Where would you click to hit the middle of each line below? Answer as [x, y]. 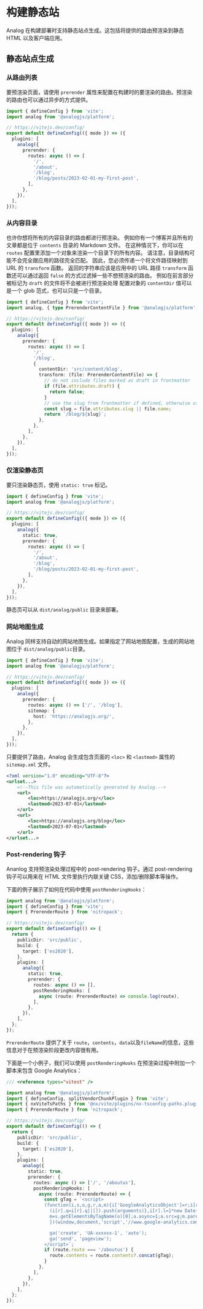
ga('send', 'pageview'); [81, 1239]
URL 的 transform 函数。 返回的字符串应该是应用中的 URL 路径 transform [97, 268]
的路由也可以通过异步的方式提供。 [49, 99]
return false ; [67, 391]
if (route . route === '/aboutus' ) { [89, 1250]
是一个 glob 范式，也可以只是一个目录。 [56, 290]
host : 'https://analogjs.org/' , [74, 716]
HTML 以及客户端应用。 [36, 38]
